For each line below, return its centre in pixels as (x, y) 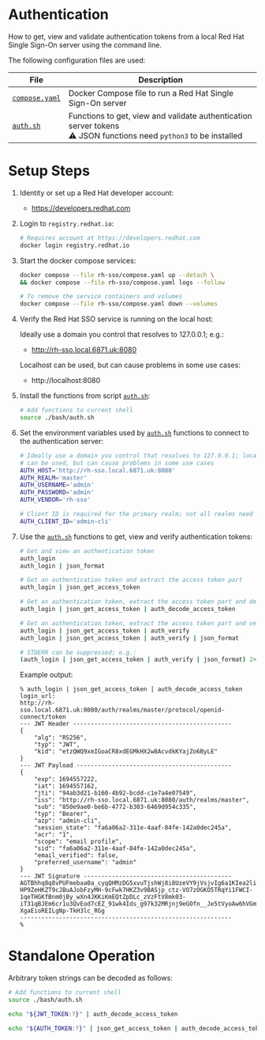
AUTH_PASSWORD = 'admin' (57, 492)
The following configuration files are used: (77, 60)
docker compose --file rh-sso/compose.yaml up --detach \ (117, 275)
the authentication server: (62, 441)
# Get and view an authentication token (87, 551)
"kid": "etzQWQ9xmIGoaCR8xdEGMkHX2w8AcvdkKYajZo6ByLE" (126, 752)
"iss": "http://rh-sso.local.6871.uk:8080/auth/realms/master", (142, 800)
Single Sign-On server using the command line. (85, 44)
